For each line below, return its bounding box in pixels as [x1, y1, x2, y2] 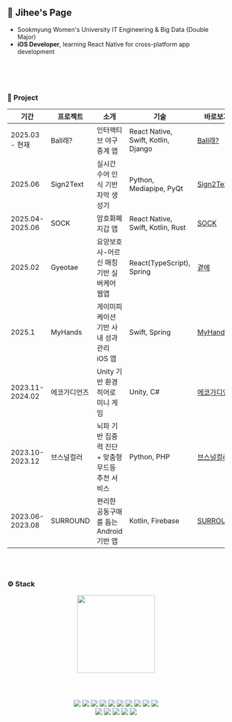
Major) [17, 33, 37, 41]
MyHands [50, 327, 83, 337]
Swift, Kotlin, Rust [128, 223, 186, 233]
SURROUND [50, 516, 90, 526]
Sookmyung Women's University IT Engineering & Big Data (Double [17, 25, 209, 33]
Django [128, 144, 153, 154]
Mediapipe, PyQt [128, 184, 184, 194]
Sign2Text [50, 179, 84, 189]
